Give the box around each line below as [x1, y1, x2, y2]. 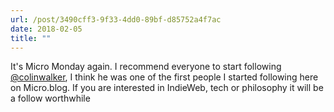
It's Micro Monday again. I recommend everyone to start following [10, 61, 282, 73]
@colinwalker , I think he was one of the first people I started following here [10, 71, 319, 83]
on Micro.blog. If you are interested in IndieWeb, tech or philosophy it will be [10, 82, 324, 94]
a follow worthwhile [10, 92, 91, 105]
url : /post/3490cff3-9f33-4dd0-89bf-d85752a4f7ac [10, 14, 222, 25]
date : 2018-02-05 [10, 24, 83, 34]
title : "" [10, 33, 52, 43]
